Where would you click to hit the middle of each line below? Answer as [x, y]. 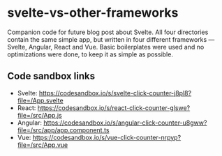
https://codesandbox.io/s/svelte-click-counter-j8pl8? [115, 93]
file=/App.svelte [40, 100]
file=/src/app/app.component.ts [63, 130]
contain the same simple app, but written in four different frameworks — [111, 39]
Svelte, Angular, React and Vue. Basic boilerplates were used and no [106, 47]
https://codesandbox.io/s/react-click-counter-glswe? [114, 108]
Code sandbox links [51, 76]
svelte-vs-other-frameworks [93, 13]
